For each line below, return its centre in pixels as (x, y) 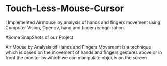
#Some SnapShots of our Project (39, 37)
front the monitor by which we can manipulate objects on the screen (76, 57)
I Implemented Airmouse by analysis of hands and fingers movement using (83, 22)
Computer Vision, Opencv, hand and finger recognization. (65, 27)
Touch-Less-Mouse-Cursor (65, 9)
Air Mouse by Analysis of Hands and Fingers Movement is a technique (78, 47)
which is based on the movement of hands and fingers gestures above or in (84, 52)
